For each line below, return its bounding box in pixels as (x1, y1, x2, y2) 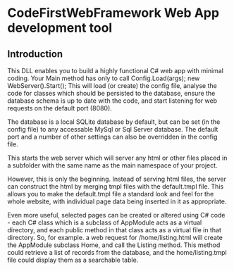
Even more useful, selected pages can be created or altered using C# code (7, 211, 226, 219)
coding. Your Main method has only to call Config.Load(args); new (7, 74, 200, 82)
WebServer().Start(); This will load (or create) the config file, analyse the (7, 82, 217, 89)
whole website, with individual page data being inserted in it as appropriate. (7, 197, 227, 206)
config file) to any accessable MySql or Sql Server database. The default (7, 125, 218, 133)
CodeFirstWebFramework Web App (7, 5, 220, 21)
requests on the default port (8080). (7, 104, 113, 112)
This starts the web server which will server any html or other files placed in (7, 153, 228, 162)
